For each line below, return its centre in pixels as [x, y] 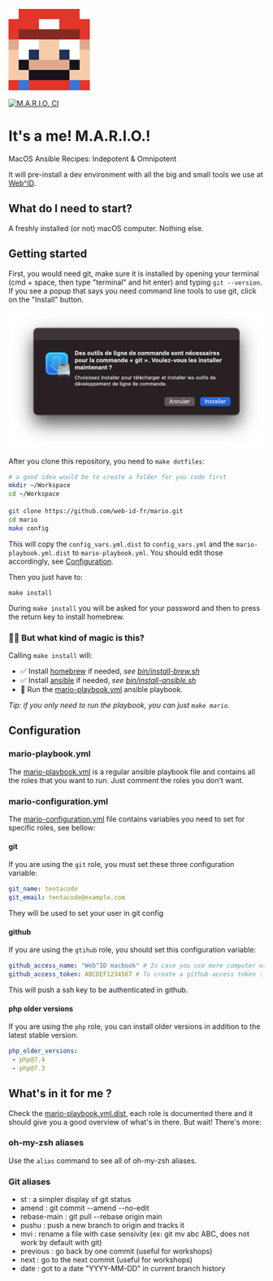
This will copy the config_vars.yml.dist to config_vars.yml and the [121, 544]
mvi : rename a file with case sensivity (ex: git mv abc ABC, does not [135, 1234]
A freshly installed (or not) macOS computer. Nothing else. [106, 228]
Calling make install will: [50, 656]
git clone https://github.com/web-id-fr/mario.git [96, 512]
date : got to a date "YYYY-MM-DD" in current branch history [123, 1269]
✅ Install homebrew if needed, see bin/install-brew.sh [110, 671]
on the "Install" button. [46, 299]
